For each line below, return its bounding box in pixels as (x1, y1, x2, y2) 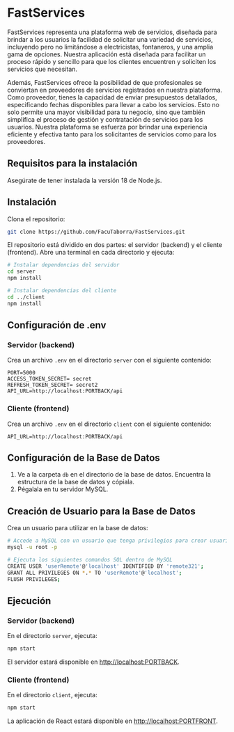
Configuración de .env (7, 319, 107, 331)
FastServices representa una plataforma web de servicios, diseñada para (7, 28, 217, 36)
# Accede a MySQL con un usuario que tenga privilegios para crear (7, 537, 208, 544)
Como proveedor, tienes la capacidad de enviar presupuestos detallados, (7, 93, 217, 102)
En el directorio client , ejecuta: (7, 691, 97, 699)
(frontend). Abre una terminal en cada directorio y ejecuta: (7, 248, 175, 257)
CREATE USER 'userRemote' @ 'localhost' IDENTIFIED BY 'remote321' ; (7, 562, 204, 570)
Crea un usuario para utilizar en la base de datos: (7, 524, 148, 532)
